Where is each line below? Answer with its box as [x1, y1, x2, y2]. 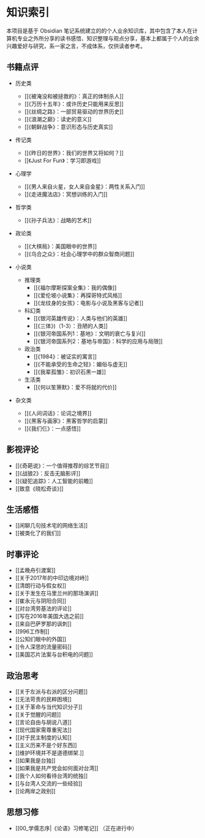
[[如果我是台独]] [15, 757, 56, 764]
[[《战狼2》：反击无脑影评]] [15, 469, 81, 477]
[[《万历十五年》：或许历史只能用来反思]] [24, 100, 124, 107]
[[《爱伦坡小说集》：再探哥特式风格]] [33, 292, 122, 299]
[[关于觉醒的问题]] [15, 711, 61, 718]
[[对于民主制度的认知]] [15, 734, 72, 741]
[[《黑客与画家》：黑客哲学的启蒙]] [24, 417, 108, 425]
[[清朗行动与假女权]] [15, 582, 67, 589]
